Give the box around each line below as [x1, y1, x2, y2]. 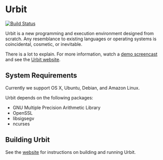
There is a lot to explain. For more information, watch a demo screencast [5, 51, 158, 57]
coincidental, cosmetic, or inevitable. [5, 41, 83, 47]
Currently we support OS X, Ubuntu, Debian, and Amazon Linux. [5, 85, 140, 91]
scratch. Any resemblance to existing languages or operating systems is [5, 36, 157, 42]
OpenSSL [12, 110, 33, 116]
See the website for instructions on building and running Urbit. [5, 149, 136, 155]
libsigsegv [12, 115, 35, 121]
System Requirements [5, 71, 77, 80]
